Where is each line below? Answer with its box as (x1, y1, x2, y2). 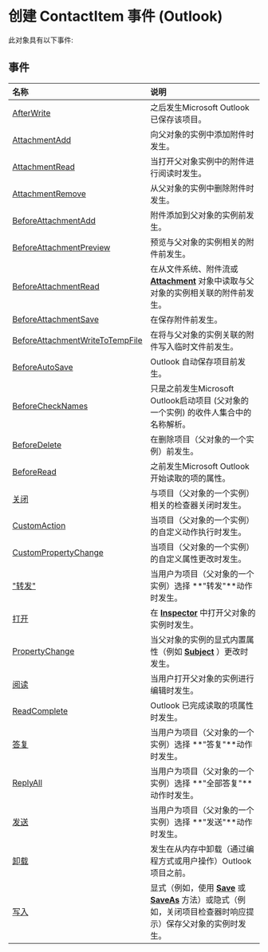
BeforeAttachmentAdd (12, 214, 96, 226)
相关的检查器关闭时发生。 (150, 499, 246, 510)
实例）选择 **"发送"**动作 (150, 816, 253, 828)
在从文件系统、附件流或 (150, 263, 238, 274)
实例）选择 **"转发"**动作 (150, 580, 253, 591)
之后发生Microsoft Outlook (150, 101, 250, 112)
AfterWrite (12, 107, 51, 118)
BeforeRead (12, 466, 57, 477)
